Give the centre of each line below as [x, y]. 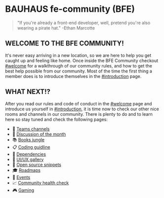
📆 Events [21, 177]
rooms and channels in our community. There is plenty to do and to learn [79, 114]
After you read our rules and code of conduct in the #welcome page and [79, 103]
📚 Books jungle [28, 139]
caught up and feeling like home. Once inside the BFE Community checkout [82, 61]
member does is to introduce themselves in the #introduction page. [73, 76]
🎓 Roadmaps [26, 170]
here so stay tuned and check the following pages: [56, 119]
